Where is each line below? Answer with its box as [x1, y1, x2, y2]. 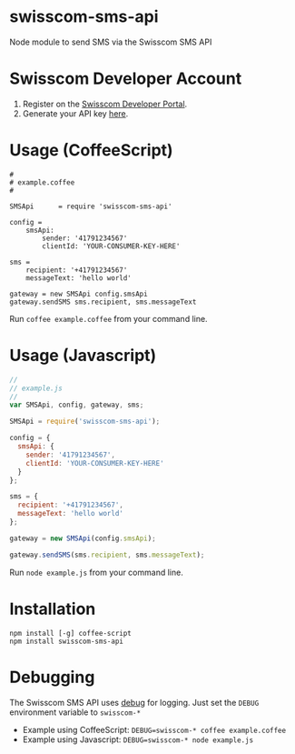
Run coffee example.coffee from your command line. [9, 313, 208, 324]
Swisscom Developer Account [9, 68, 242, 89]
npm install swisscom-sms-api [9, 637, 124, 646]
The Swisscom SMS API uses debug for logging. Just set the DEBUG [9, 697, 260, 708]
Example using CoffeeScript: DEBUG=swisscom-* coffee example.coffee [22, 724, 287, 735]
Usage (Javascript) [9, 346, 157, 366]
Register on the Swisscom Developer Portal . [22, 98, 188, 109]
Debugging [9, 667, 95, 688]
